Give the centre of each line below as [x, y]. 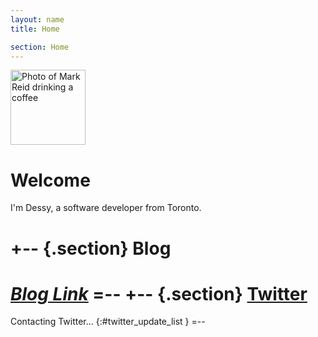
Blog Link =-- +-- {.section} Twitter [159, 293]
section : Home [40, 47]
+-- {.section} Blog [91, 248]
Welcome [50, 180]
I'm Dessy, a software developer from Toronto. [106, 208]
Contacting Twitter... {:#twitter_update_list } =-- [108, 322]
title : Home [35, 29]
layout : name [37, 19]
